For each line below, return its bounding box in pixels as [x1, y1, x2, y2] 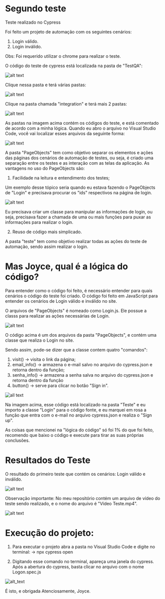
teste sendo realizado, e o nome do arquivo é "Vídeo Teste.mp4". [5, 500, 138, 506]
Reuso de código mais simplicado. [12, 229, 82, 235]
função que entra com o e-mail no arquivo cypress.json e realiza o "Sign [5, 412, 152, 418]
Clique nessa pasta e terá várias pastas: [5, 82, 86, 88]
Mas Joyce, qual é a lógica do [5, 261, 128, 272]
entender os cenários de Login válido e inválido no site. [5, 298, 117, 304]
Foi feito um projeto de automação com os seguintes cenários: [5, 29, 132, 35]
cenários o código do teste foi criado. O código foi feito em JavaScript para [5, 293, 158, 299]
